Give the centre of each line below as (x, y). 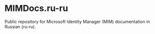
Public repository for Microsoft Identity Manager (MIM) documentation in (77, 22)
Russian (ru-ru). (20, 26)
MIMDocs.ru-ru (36, 8)
